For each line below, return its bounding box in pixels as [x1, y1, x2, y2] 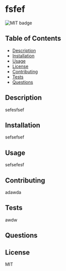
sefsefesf [5, 162, 25, 168]
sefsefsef [5, 134, 25, 140]
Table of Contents [5, 34, 62, 43]
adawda [5, 190, 21, 195]
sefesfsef [5, 107, 25, 113]
